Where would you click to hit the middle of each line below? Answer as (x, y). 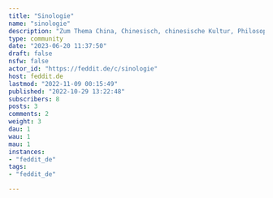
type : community (36, 39)
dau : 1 (19, 129)
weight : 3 (25, 122)
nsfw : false (28, 62)
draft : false (30, 54)
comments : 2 (28, 114)
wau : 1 (19, 136)
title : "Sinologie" (41, 16)
